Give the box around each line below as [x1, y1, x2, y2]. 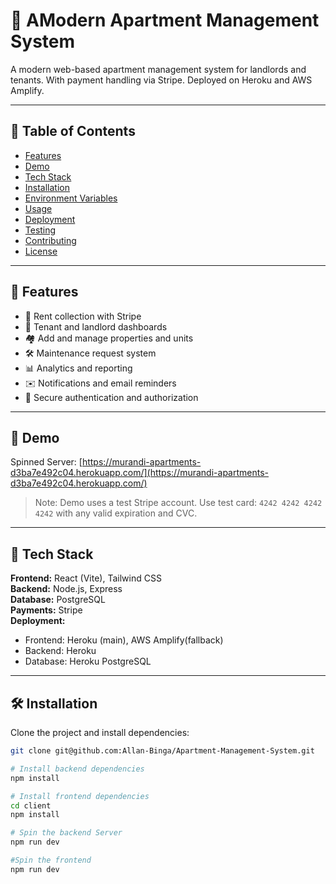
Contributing [24, 234, 77, 246]
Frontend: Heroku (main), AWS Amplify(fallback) [24, 634, 224, 646]
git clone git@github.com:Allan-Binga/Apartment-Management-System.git [10, 746, 315, 756]
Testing [24, 224, 57, 236]
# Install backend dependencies [10, 764, 145, 774]
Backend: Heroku [24, 645, 97, 657]
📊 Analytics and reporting [24, 362, 133, 374]
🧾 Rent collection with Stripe [24, 310, 142, 322]
